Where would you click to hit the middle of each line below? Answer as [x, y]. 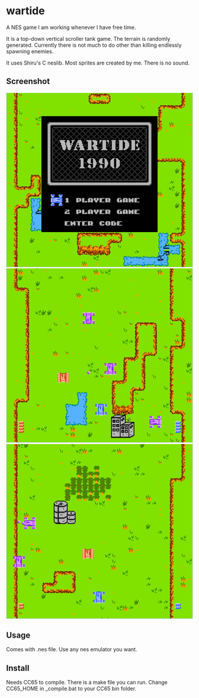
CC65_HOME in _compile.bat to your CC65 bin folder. [71, 689]
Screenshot [28, 81]
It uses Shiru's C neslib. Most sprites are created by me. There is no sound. [98, 63]
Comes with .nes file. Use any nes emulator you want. [72, 649]
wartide [26, 11]
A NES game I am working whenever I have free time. [71, 27]
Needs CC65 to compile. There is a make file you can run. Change [87, 683]
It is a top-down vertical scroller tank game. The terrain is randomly [88, 38]
